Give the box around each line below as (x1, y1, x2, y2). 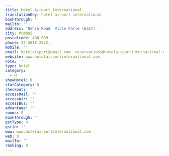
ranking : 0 (5, 143, 28, 148)
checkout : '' (5, 87, 33, 92)
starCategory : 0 (5, 82, 39, 87)
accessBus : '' (5, 101, 35, 106)
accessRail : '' (5, 92, 37, 97)
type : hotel (5, 63, 30, 68)
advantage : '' (5, 106, 35, 111)
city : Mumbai (5, 31, 33, 36)
